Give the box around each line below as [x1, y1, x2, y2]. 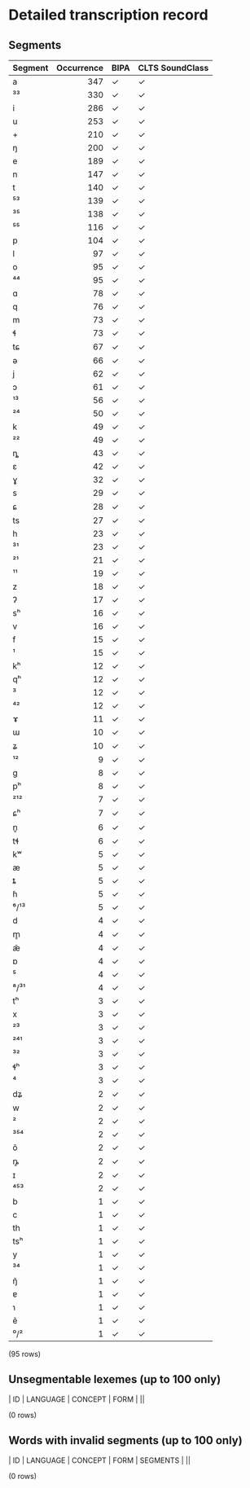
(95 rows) [8, 1350, 42, 1359]
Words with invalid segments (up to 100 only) [8, 1433, 243, 1447]
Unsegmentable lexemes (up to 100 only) [8, 1372, 221, 1386]
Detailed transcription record [8, 6, 209, 24]
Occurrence [56, 63, 104, 73]
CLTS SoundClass [138, 63, 209, 73]
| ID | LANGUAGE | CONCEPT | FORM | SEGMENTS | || [8, 1455, 191, 1465]
